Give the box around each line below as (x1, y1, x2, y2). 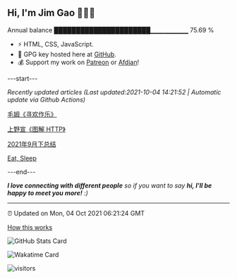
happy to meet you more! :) (7, 188, 88, 197)
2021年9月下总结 (7, 139, 56, 148)
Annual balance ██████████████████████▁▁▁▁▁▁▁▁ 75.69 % (7, 25, 214, 34)
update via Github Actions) (7, 95, 86, 104)
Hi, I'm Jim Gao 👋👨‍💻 (7, 7, 96, 19)
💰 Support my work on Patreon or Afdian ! (17, 58, 140, 66)
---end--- (7, 167, 36, 176)
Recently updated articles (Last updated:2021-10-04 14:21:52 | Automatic (7, 87, 221, 96)
